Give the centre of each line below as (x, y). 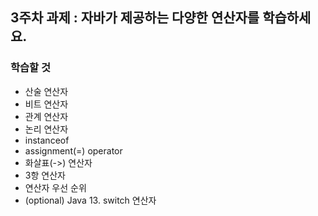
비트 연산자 (46, 104)
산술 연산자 (46, 91)
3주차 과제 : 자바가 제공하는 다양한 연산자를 (135, 18)
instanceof (47, 140)
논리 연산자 (46, 129)
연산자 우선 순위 (55, 187)
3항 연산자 (45, 175)
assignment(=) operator (73, 150)
